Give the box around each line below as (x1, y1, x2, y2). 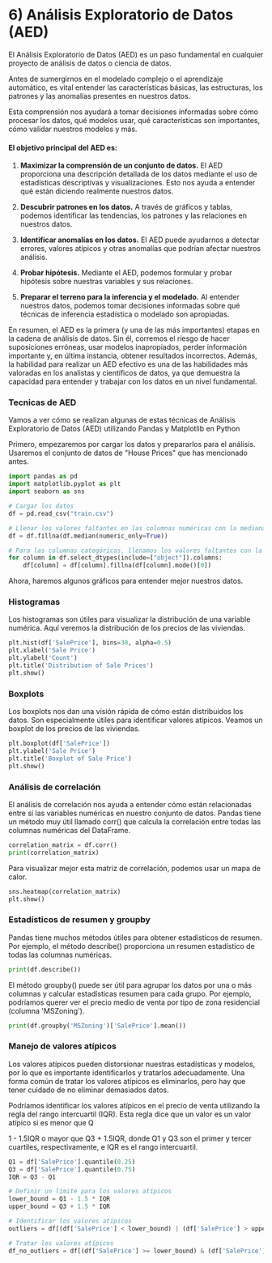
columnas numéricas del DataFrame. (8, 825, 131, 835)
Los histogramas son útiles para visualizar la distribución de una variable (8, 614, 251, 624)
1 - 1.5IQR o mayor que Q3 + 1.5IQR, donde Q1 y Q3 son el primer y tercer (8, 1133, 253, 1143)
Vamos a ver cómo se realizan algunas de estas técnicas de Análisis (8, 415, 236, 425)
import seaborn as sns (8, 487, 85, 495)
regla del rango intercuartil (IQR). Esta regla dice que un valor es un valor (8, 1109, 252, 1119)
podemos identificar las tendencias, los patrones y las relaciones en (19, 210, 247, 220)
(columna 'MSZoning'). (8, 1006, 85, 1015)
